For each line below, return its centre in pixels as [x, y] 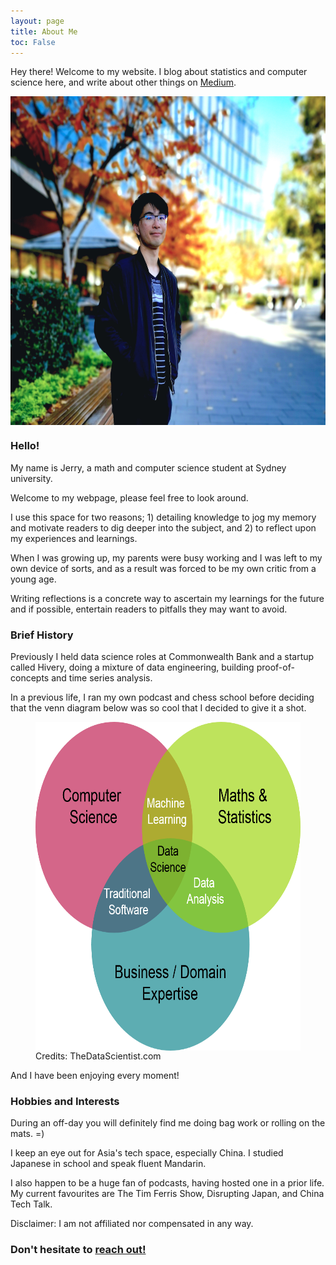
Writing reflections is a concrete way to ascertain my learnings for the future [167, 598]
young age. [33, 579]
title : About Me [44, 31]
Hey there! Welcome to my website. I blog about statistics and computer [159, 72]
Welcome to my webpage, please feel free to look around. [129, 497]
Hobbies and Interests [65, 1101]
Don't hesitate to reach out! [78, 1250]
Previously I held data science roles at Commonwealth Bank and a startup [162, 656]
